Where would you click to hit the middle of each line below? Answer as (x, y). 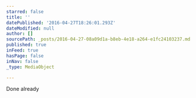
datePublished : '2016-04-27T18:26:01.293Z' (61, 23)
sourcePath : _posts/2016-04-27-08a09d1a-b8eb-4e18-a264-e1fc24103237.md (98, 39)
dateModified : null (30, 28)
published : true (26, 45)
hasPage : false (25, 56)
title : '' (18, 17)
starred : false (25, 12)
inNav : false (22, 61)
